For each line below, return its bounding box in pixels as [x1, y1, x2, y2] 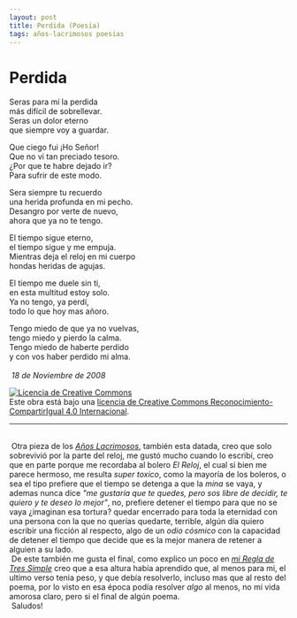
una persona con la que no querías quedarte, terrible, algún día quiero [9, 516, 264, 527]
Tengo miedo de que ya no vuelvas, [9, 324, 140, 334]
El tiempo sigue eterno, [9, 233, 94, 243]
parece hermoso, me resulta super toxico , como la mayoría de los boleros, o [9, 469, 287, 480]
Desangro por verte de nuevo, [9, 206, 118, 217]
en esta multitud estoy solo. [9, 287, 110, 298]
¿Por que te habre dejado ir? [9, 161, 112, 172]
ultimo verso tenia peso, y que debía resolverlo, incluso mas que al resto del [9, 572, 286, 584]
